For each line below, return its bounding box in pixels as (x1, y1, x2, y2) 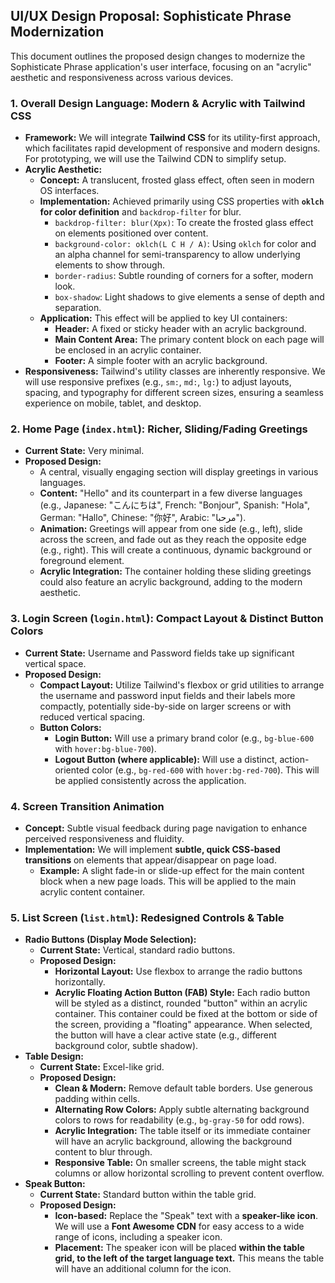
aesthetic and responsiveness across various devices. (10, 71, 234, 83)
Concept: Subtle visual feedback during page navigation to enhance (24, 822, 308, 834)
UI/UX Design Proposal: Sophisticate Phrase (10, 8, 292, 25)
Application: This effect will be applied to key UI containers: (39, 312, 288, 324)
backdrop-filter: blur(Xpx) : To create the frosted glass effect (54, 217, 314, 229)
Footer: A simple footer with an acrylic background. (54, 355, 268, 367)
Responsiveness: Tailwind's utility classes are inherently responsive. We (24, 365, 326, 378)
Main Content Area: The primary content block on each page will (54, 334, 325, 346)
